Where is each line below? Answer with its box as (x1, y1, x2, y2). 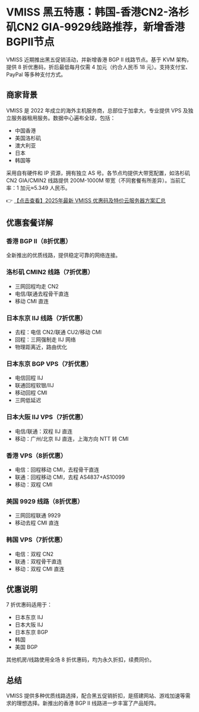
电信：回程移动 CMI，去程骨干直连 (14, 466, 100, 473)
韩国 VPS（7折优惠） (6, 536, 67, 544)
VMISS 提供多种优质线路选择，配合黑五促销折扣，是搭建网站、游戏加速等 (6, 692, 185, 700)
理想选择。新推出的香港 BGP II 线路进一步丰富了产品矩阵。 (16, 700, 159, 707)
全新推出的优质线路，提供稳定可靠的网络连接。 (6, 252, 121, 259)
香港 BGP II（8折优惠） (6, 237, 72, 246)
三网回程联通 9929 (14, 512, 61, 519)
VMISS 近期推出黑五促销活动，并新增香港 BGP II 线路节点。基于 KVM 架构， (6, 56, 192, 63)
